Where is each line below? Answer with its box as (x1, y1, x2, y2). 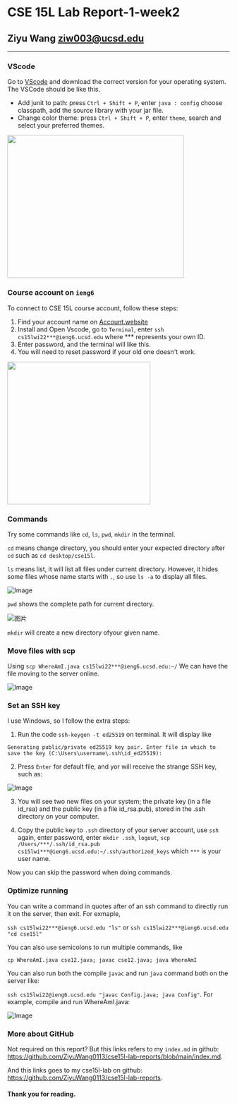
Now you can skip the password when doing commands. (7, 868, 173, 877)
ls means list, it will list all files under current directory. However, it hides (7, 565, 219, 573)
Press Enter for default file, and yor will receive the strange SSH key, (17, 762, 217, 771)
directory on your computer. (17, 812, 99, 821)
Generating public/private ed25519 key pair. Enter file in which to (7, 744, 217, 751)
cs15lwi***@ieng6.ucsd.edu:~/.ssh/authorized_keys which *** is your (17, 847, 221, 855)
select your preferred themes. (17, 121, 104, 130)
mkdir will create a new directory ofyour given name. (7, 628, 160, 637)
